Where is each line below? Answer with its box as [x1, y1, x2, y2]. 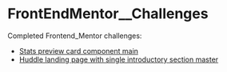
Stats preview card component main [18, 46, 139, 55]
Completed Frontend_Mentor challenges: [7, 31, 142, 40]
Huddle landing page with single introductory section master [18, 55, 219, 64]
